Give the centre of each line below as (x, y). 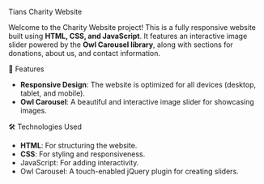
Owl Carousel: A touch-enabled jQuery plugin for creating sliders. (129, 171)
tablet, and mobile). (52, 93)
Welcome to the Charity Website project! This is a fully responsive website (132, 27)
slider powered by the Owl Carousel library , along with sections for (121, 45)
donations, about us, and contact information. (84, 53)
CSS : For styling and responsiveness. (83, 154)
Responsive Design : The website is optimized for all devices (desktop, (138, 85)
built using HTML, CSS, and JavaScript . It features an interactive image (128, 36)
